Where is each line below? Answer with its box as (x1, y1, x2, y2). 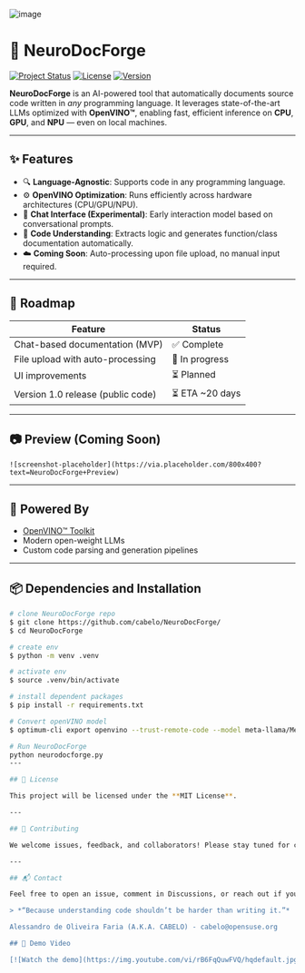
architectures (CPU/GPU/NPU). (22, 199, 139, 210)
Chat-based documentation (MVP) (14, 338, 163, 350)
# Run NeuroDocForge (9, 742, 88, 751)
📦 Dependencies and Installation (9, 581, 202, 596)
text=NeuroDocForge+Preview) (9, 468, 120, 477)
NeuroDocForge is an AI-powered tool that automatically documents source (9, 87, 294, 99)
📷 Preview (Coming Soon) (9, 431, 162, 447)
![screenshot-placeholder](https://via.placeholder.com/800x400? (9, 460, 261, 469)
